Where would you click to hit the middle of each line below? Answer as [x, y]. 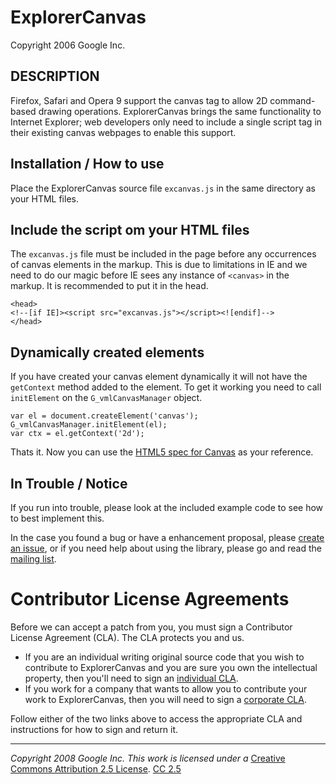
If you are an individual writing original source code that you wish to [164, 657]
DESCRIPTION [55, 76]
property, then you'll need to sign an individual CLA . [131, 678]
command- [292, 100]
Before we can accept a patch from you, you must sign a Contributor [151, 627]
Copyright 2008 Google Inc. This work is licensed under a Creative [148, 758]
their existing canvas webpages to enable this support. [123, 132]
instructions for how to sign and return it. [94, 729]
